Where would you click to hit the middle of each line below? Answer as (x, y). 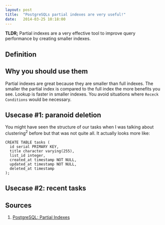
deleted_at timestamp (32, 169)
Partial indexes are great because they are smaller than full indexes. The (79, 83)
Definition (21, 54)
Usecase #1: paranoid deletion (53, 115)
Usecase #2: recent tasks (46, 188)
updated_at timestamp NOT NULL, (43, 164)
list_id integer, (28, 155)
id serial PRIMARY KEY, (34, 147)
